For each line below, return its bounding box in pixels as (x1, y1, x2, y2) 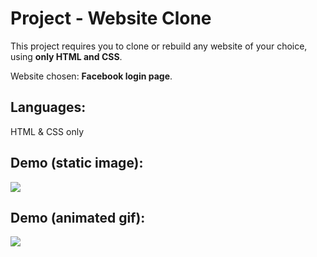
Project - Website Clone (10, 7, 212, 30)
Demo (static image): (10, 155, 144, 172)
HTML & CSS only (10, 125, 85, 137)
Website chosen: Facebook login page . (10, 70, 173, 82)
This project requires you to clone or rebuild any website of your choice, (10, 40, 308, 52)
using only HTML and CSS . (10, 50, 123, 62)
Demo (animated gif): (10, 209, 146, 226)
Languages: (10, 99, 87, 116)
